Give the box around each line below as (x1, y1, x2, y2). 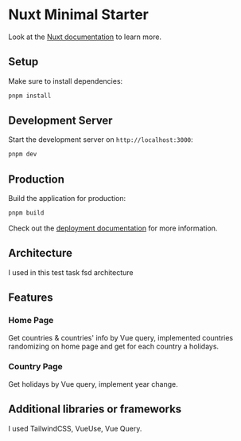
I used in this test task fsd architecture (8, 267, 134, 277)
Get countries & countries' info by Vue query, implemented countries (8, 333, 233, 342)
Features (8, 291, 53, 305)
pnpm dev (8, 150, 37, 159)
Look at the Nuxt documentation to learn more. (8, 32, 161, 41)
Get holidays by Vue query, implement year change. (8, 379, 179, 388)
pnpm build (8, 209, 45, 217)
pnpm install (8, 92, 52, 100)
